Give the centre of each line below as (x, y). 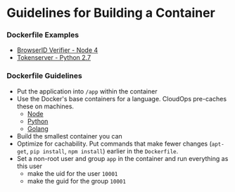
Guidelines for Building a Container (111, 13)
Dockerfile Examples (43, 35)
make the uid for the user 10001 (72, 173)
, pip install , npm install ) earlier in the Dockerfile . (102, 151)
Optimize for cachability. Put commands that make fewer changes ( (114, 143)
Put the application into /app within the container (87, 91)
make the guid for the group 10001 (76, 181)
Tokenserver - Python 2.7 (54, 58)
